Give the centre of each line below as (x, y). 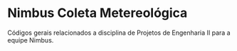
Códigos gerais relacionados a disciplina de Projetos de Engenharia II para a (119, 33)
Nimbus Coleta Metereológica (98, 13)
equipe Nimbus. (31, 40)
